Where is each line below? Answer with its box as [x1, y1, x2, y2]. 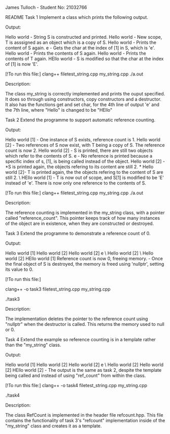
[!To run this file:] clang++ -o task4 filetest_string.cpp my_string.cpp [5, 382, 148, 388]
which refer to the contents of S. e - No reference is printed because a [5, 153, 153, 159]
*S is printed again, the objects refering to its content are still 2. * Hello [5, 164, 154, 170]
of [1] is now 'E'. [5, 61, 39, 67]
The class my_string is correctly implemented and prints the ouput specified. [5, 91, 165, 96]
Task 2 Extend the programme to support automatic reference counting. [5, 117, 156, 123]
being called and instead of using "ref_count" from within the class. [5, 372, 146, 378]
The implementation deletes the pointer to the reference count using [5, 316, 148, 322]
